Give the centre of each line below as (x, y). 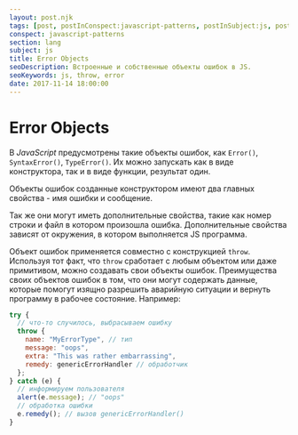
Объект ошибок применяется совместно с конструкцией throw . (130, 251)
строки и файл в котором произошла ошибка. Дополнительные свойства (148, 224)
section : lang (35, 42)
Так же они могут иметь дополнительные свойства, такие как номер (141, 215)
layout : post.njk (41, 17)
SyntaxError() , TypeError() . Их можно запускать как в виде (122, 162)
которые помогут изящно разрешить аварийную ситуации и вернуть (140, 289)
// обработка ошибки (55, 406)
